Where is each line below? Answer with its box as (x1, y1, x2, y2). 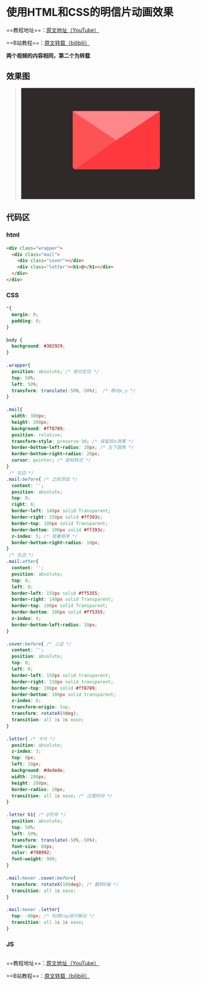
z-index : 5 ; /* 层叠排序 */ (11, 533, 78, 539)
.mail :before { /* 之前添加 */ (6, 476, 78, 482)
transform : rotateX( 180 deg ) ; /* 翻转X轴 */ (11, 881, 119, 887)
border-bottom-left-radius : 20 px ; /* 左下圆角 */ (11, 445, 135, 451)
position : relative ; (11, 432, 63, 438)
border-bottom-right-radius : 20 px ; (11, 451, 100, 457)
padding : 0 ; (11, 318, 42, 324)
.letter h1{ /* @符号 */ (6, 812, 66, 818)
